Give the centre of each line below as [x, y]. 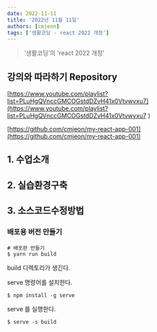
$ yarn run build [32, 254]
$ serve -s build [32, 322]
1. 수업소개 [28, 160]
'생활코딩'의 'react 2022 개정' [64, 53]
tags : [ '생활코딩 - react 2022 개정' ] [58, 33]
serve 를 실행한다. [32, 309]
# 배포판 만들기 [26, 248]
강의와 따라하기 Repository [62, 77]
